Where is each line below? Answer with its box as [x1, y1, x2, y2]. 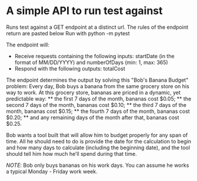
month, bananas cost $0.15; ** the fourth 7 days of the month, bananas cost [6, 108, 190, 115]
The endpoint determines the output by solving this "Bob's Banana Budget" [6, 76, 189, 83]
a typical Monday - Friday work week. [6, 167, 98, 175]
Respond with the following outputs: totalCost [14, 65, 125, 72]
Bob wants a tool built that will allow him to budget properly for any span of [6, 131, 188, 139]
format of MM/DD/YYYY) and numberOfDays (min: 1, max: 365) [14, 59, 169, 66]
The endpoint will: [6, 41, 50, 48]
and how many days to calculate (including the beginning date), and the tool [6, 144, 190, 151]
